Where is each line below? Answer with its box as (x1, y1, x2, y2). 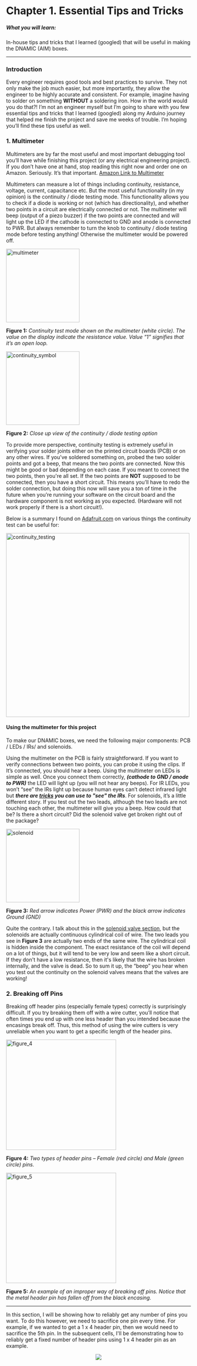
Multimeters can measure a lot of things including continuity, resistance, (6, 181, 181, 188)
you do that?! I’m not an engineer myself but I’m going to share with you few (6, 104, 189, 111)
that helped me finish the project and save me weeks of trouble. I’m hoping (6, 116, 187, 123)
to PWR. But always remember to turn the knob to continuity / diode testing (6, 224, 188, 231)
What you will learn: (6, 24, 57, 31)
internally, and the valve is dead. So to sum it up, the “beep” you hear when (6, 962, 188, 969)
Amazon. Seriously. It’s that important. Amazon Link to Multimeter (6, 169, 164, 176)
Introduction (6, 65, 42, 74)
